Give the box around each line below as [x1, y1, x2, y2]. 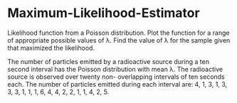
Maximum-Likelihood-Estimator [7, 5, 201, 21]
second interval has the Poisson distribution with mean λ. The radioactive [7, 65, 223, 73]
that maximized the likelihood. [7, 43, 95, 52]
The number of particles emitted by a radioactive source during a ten [7, 57, 210, 65]
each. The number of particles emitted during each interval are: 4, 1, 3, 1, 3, [7, 80, 228, 88]
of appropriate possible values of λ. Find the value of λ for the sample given [7, 36, 231, 44]
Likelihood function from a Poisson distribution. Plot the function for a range [7, 28, 230, 37]
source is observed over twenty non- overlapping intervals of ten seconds [7, 72, 226, 81]
